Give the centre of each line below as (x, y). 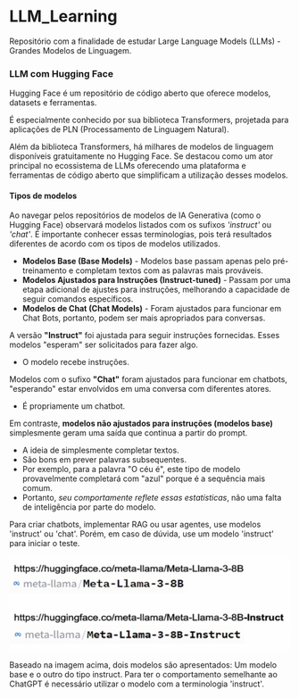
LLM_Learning (63, 17)
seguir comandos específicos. (78, 299)
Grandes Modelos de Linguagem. (71, 50)
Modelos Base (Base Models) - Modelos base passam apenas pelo (146, 262)
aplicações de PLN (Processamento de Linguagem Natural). (119, 129)
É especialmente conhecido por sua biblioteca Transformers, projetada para (149, 120)
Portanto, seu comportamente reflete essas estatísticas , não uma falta (152, 498)
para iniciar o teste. (45, 544)
